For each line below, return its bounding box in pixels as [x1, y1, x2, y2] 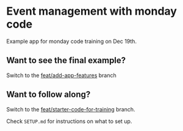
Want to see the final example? [6, 55, 126, 65]
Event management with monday [6, 4, 177, 18]
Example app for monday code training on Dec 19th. [6, 37, 137, 45]
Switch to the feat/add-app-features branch [6, 72, 117, 79]
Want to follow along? [6, 89, 91, 100]
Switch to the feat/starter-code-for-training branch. [6, 105, 135, 113]
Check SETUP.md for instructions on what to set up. [6, 118, 132, 125]
